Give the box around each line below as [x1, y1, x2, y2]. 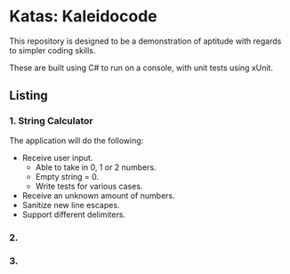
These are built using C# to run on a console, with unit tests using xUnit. [9, 62, 274, 73]
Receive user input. [21, 152, 93, 163]
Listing [9, 88, 49, 103]
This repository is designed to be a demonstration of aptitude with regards [9, 36, 282, 46]
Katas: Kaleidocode [9, 6, 157, 27]
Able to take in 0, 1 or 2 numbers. [35, 162, 157, 173]
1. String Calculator [9, 115, 93, 127]
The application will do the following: [9, 135, 144, 146]
